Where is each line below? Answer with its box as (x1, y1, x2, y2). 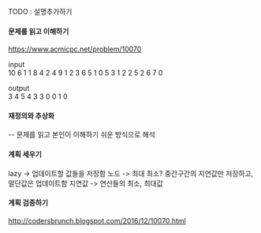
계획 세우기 (8, 149, 42, 159)
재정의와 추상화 (8, 111, 55, 120)
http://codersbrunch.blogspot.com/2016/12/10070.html (8, 216, 187, 225)
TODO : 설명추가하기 (8, 7, 73, 16)
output (8, 84, 30, 93)
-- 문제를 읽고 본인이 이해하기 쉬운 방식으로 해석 (8, 130, 156, 140)
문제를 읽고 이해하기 (8, 26, 69, 36)
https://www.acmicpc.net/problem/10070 (8, 44, 142, 54)
